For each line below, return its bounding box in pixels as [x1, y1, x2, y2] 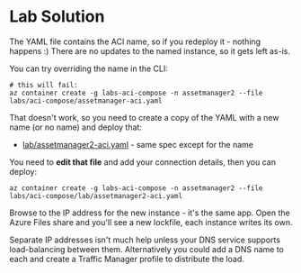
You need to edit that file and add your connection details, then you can [9, 156, 277, 168]
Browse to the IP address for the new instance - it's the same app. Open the [9, 207, 290, 218]
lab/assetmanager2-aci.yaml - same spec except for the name [22, 139, 254, 150]
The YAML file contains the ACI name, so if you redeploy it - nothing [9, 36, 261, 47]
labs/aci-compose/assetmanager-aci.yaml [9, 96, 164, 105]
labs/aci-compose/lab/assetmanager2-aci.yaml [9, 191, 182, 200]
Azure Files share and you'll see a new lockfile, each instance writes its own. [9, 216, 293, 227]
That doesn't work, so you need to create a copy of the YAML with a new [9, 112, 279, 123]
